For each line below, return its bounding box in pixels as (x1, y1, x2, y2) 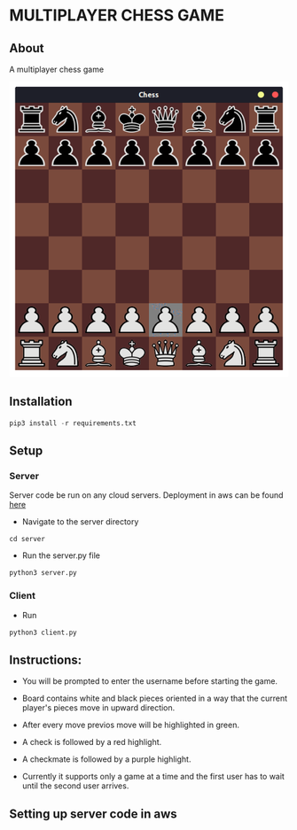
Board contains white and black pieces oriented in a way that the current (21, 693, 288, 704)
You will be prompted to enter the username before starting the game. (21, 676, 277, 686)
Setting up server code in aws (9, 806, 177, 821)
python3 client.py (9, 628, 77, 637)
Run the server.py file (21, 550, 100, 561)
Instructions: (9, 652, 82, 667)
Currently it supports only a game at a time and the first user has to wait (21, 772, 285, 782)
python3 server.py (9, 569, 77, 578)
